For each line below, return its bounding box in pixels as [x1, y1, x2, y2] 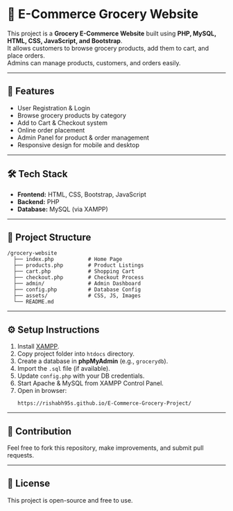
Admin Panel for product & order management [17, 133, 149, 142]
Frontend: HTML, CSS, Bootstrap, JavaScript [17, 190, 147, 199]
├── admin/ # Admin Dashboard [13, 280, 141, 287]
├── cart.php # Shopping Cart [13, 268, 135, 275]
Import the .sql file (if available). [17, 365, 111, 373]
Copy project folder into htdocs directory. [17, 350, 135, 358]
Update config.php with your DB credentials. [17, 371, 145, 380]
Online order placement [17, 126, 85, 134]
